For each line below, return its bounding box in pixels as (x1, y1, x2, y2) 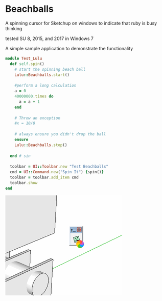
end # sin (10, 153, 31, 158)
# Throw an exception (14, 115, 60, 121)
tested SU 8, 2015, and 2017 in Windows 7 (5, 35, 94, 42)
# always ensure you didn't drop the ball (14, 132, 106, 137)
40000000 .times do (14, 94, 54, 99)
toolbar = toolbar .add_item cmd (10, 175, 79, 180)
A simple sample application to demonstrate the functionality (5, 45, 133, 51)
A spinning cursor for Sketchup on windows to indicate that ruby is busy (5, 20, 157, 26)
